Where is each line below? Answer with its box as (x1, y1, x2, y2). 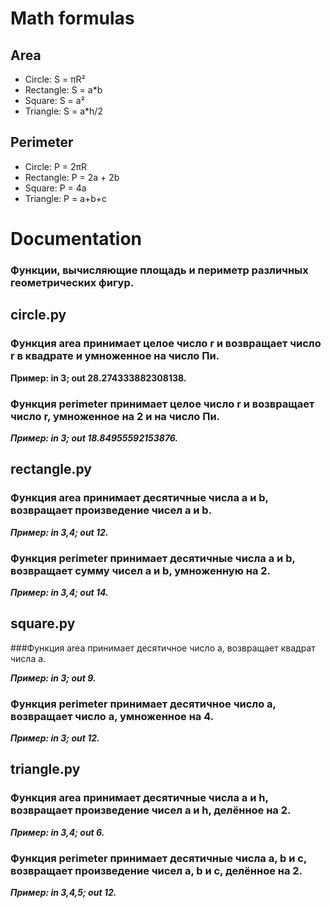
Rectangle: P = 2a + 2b (24, 171, 120, 183)
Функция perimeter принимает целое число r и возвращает (10, 397, 315, 411)
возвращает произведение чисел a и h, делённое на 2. (10, 803, 292, 817)
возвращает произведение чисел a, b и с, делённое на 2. (10, 863, 303, 877)
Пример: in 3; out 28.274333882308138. (10, 372, 187, 384)
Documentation (10, 228, 143, 250)
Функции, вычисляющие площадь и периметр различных (10, 263, 309, 277)
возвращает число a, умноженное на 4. (10, 709, 215, 723)
